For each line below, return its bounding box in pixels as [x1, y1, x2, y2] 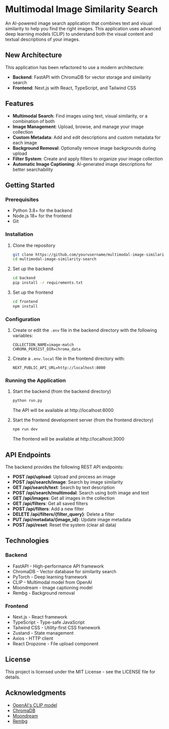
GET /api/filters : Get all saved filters [12, 500, 88, 506]
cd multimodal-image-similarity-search [12, 257, 97, 262]
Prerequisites [5, 196, 39, 203]
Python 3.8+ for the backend [12, 208, 73, 214]
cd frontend [12, 299, 38, 305]
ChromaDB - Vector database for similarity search [12, 568, 117, 574]
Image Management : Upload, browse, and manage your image [12, 124, 144, 130]
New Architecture [5, 51, 62, 59]
